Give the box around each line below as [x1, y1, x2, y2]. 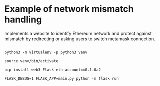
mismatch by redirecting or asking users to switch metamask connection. [4, 36, 155, 42]
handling [4, 14, 42, 25]
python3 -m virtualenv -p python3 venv [4, 50, 88, 55]
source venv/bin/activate [4, 58, 58, 63]
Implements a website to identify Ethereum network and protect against [4, 30, 152, 36]
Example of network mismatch [4, 3, 134, 15]
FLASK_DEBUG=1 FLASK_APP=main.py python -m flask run [4, 76, 119, 81]
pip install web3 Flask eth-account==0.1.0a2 [4, 67, 101, 72]
